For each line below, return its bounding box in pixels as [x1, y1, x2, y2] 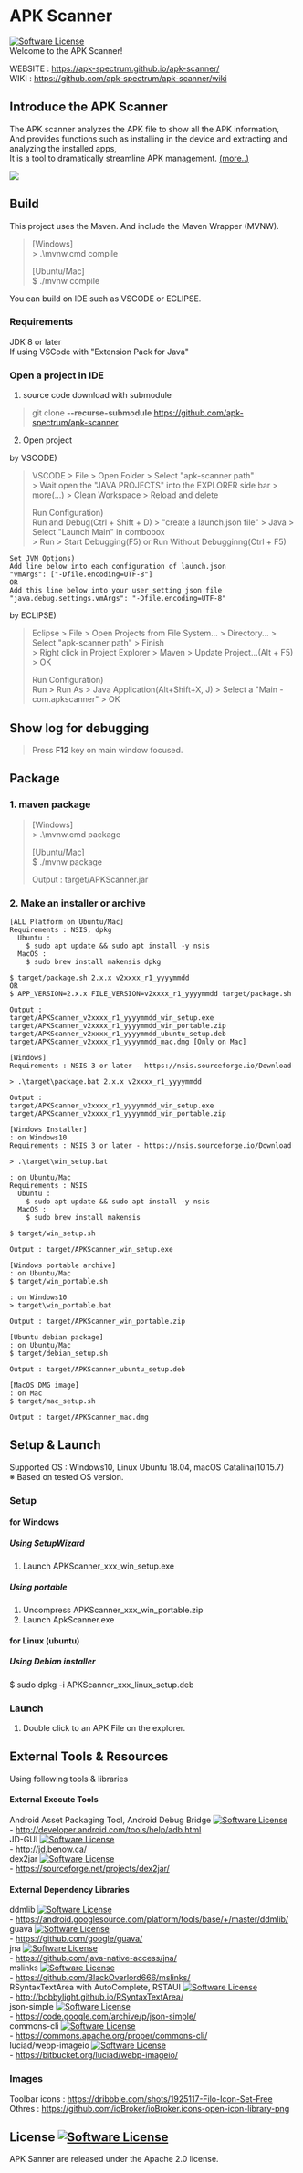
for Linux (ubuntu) [9, 1635, 80, 1646]
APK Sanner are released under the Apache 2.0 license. [9, 2154, 219, 2165]
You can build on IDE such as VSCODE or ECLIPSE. [9, 293, 202, 304]
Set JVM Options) [9, 554, 76, 563]
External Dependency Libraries [9, 1884, 130, 1895]
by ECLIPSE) [9, 610, 57, 621]
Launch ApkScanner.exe [22, 1614, 115, 1625]
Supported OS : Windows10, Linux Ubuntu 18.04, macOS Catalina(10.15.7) [9, 1462, 285, 1473]
